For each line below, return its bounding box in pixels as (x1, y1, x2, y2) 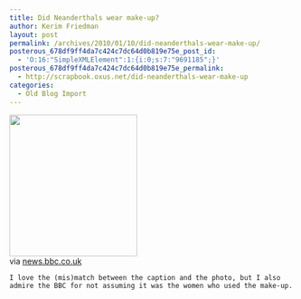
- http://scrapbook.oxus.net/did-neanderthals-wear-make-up (17, 72, 249, 82)
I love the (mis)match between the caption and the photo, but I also (9, 273, 281, 282)
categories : (9, 81, 54, 90)
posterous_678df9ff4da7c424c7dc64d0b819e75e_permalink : (9, 64, 224, 73)
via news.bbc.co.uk (9, 256, 82, 266)
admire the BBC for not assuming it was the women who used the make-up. (9, 281, 294, 290)
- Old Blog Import (17, 89, 88, 98)
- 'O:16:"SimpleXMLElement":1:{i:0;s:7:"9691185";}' (17, 55, 221, 64)
